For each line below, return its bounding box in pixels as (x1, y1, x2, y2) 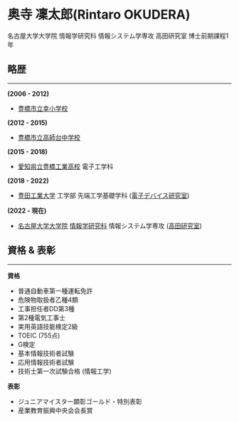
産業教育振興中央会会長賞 (17, 406, 93, 415)
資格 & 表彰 (7, 244, 56, 257)
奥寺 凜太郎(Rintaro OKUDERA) (7, 6, 191, 23)
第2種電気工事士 (17, 313, 66, 322)
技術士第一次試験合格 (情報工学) (17, 367, 112, 375)
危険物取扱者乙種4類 (17, 295, 78, 304)
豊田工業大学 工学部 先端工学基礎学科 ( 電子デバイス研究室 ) (17, 191, 190, 200)
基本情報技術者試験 (17, 349, 75, 357)
